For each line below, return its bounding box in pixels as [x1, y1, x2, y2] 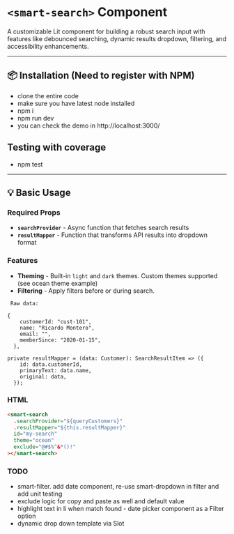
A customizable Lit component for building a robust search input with [7, 27, 205, 36]
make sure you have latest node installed [17, 99, 135, 107]
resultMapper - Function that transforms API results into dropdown [17, 231, 208, 239]
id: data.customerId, [19, 360, 82, 368]
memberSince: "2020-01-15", [19, 336, 101, 344]
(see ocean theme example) [17, 279, 98, 287]
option [17, 512, 36, 520]
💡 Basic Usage [7, 186, 71, 199]
